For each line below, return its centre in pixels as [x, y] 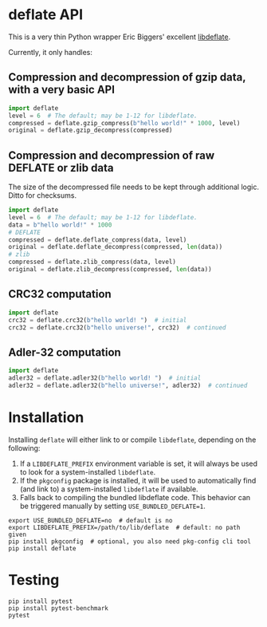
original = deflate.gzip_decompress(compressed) [90, 130]
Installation [46, 417]
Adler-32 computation [65, 352]
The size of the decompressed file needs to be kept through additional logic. [133, 187]
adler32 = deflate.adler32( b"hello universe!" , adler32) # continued [128, 385]
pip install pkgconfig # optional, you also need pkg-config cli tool [130, 541]
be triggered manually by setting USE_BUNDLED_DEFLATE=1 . [112, 506]
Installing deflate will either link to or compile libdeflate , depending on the [132, 440]
